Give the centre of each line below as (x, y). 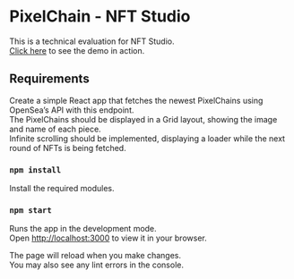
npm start (30, 210)
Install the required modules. (62, 189)
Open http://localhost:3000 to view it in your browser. (108, 238)
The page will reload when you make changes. (95, 256)
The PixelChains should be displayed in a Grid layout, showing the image (143, 119)
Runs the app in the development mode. (83, 229)
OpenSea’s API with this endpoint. (72, 110)
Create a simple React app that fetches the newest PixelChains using (136, 100)
